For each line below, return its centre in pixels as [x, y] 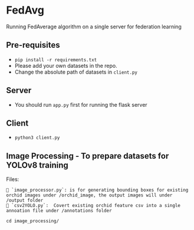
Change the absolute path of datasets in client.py [76, 72]
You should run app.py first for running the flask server [81, 104]
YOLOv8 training [37, 165]
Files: [13, 179]
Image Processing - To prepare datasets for [88, 156]
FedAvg [25, 10]
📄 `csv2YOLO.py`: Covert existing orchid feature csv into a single [93, 206]
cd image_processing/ [33, 221]
